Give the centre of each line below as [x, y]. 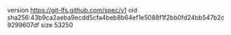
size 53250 [57, 25]
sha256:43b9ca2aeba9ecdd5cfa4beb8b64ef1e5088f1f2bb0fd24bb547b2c [116, 17]
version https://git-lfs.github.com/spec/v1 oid [72, 10]
